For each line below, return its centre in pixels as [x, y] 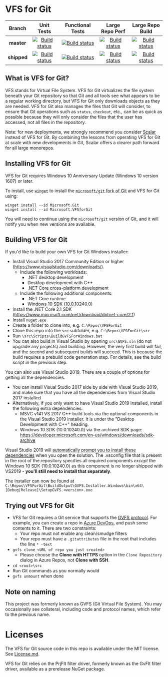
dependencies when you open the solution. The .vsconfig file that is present [83, 455]
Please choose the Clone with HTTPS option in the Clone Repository [91, 555]
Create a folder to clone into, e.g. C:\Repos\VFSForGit [67, 325]
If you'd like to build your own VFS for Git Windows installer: [67, 252]
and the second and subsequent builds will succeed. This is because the [87, 352]
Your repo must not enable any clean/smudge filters [73, 533]
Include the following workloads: [53, 272]
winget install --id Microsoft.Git [42, 205]
